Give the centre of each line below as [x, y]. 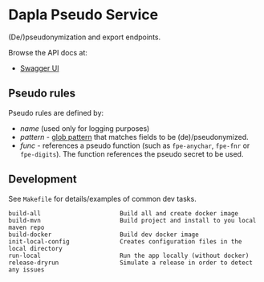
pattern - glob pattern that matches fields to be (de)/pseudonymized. [134, 137]
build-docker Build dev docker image [104, 235]
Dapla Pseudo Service [83, 15]
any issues [26, 270]
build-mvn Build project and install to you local [132, 220]
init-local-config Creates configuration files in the [125, 241]
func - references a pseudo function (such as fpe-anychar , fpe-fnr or [135, 145]
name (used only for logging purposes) [85, 128]
